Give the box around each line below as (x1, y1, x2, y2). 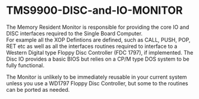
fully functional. (6, 61, 45, 69)
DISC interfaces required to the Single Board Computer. (6, 29, 143, 37)
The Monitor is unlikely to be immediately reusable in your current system (6, 73, 187, 80)
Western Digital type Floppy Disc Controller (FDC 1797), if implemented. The (6, 49, 194, 56)
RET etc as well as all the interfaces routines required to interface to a (6, 43, 177, 50)
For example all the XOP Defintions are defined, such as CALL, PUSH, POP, (6, 36, 191, 43)
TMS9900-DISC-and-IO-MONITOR (6, 4, 183, 17)
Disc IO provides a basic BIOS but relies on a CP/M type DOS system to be (6, 55, 190, 62)
